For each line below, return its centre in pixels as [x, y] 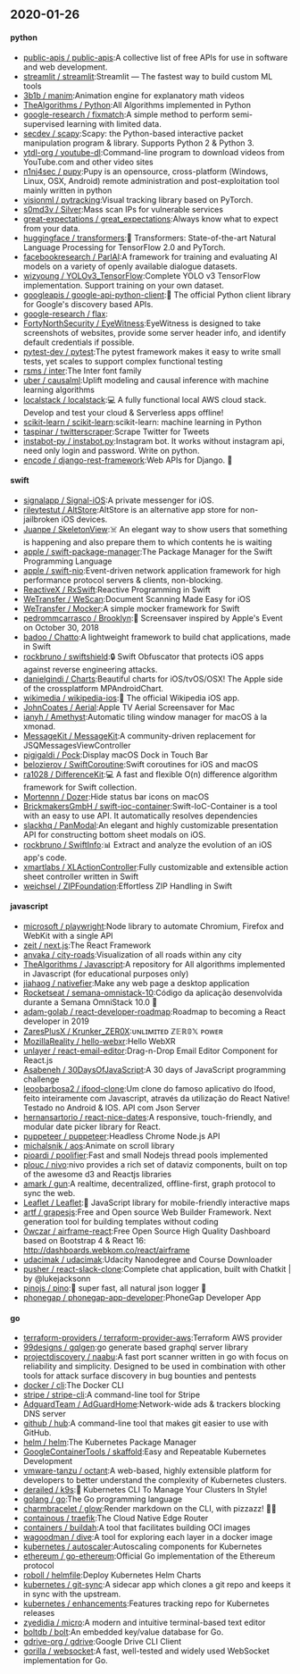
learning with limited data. [114, 123]
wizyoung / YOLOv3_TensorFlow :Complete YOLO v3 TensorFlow [142, 275]
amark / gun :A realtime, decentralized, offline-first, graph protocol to [149, 1184]
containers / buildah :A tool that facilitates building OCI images [137, 1528]
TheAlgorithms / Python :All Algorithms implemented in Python [137, 105]
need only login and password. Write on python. [111, 450]
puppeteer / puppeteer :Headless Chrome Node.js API [121, 1136]
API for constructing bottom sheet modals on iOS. [114, 834]
